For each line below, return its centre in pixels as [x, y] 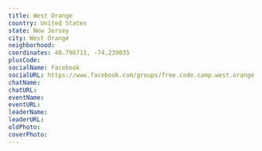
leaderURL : [26, 120]
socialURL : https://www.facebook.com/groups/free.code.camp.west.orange [131, 75]
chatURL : [23, 90]
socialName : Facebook [44, 68]
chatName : [25, 82]
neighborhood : [32, 46]
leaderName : [28, 113]
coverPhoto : [28, 134]
